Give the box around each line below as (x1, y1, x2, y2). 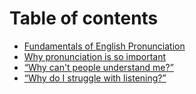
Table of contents (9, 7, 159, 30)
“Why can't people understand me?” (23, 61, 174, 73)
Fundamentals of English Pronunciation (23, 40, 186, 52)
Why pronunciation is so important (23, 50, 167, 62)
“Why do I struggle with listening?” (23, 72, 167, 84)
